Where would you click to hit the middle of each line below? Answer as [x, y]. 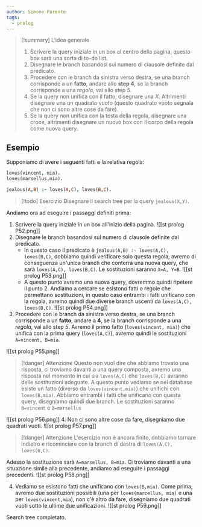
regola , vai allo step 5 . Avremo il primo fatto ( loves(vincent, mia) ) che [103, 326]
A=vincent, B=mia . [37, 339]
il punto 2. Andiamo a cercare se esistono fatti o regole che [97, 288]
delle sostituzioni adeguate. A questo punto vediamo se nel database [107, 382]
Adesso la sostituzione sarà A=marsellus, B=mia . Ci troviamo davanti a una [99, 462]
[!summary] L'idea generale [55, 40]
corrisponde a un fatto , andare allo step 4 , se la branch [99, 84]
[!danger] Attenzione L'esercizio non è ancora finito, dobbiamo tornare [108, 437]
